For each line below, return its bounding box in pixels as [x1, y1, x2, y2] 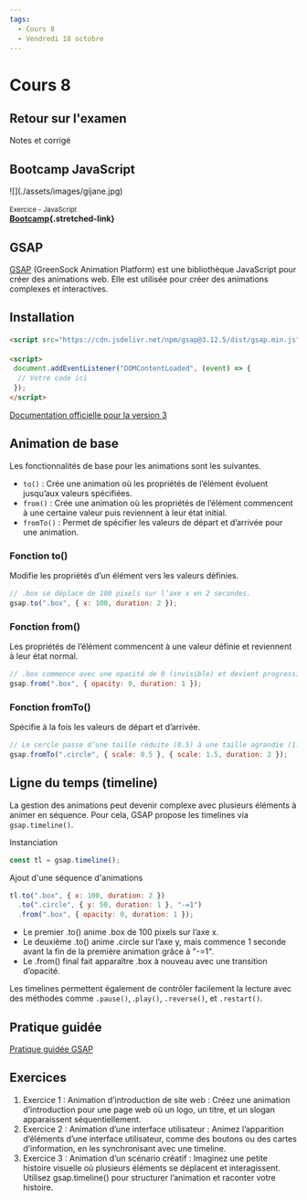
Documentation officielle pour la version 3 [9, 409, 167, 420]
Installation [9, 310, 75, 325]
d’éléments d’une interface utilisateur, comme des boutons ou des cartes [22, 1133, 297, 1144]
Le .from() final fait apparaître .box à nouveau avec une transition [22, 956, 268, 967]
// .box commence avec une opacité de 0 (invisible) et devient [9, 670, 259, 679]
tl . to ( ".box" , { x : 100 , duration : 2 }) [9, 891, 166, 900]
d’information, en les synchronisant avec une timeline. [22, 1142, 227, 1153]
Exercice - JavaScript [9, 206, 78, 215]
